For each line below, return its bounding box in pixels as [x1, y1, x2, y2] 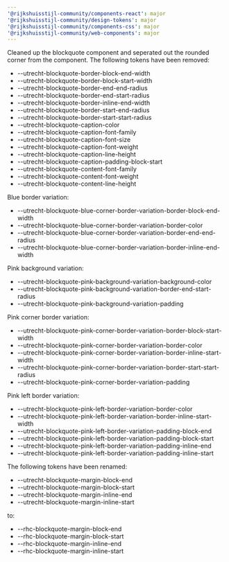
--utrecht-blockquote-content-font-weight [17, 173, 139, 181]
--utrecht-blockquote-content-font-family [17, 165, 137, 173]
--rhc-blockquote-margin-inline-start [17, 547, 124, 555]
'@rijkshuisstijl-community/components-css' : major [7, 23, 160, 30]
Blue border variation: [7, 193, 69, 202]
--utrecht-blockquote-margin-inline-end [17, 491, 133, 499]
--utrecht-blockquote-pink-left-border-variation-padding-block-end [17, 427, 212, 435]
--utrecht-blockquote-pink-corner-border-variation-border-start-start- [17, 363, 220, 371]
